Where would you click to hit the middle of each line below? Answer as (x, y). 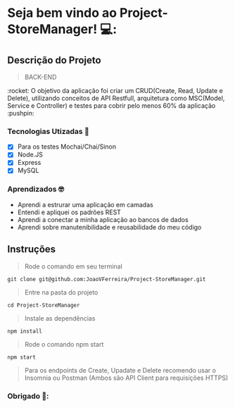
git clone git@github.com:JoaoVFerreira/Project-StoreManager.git (107, 279)
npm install (25, 331)
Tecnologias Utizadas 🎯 (48, 131)
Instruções (32, 249)
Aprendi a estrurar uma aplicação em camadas (85, 204)
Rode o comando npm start (64, 344)
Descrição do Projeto (54, 60)
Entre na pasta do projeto (61, 292)
